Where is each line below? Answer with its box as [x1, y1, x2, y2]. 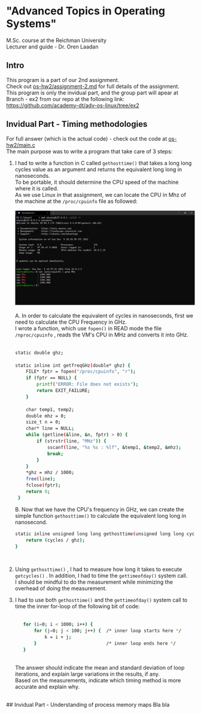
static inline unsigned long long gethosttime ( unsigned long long [14, 531, 184, 537]
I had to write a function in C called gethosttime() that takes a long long [14, 159, 192, 166]
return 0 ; [26, 489, 50, 495]
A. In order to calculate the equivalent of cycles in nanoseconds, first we [14, 312, 193, 319]
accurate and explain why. [14, 683, 80, 690]
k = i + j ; [44, 634, 72, 640]
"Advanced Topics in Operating [6, 4, 166, 18]
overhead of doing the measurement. [14, 585, 107, 592]
